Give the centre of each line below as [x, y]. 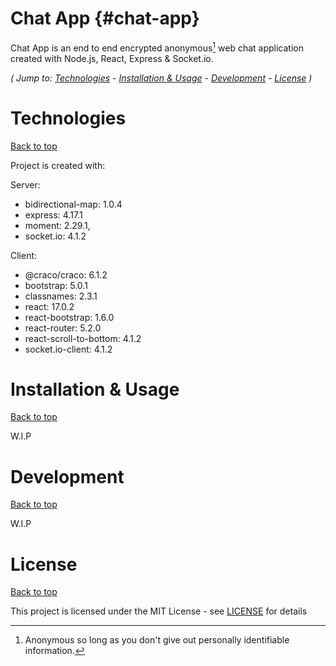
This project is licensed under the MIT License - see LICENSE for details [159, 611]
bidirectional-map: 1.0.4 [73, 204]
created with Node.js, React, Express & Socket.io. [112, 58]
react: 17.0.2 [49, 306]
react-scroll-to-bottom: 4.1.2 [83, 338]
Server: [25, 184]
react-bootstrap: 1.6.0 [69, 317]
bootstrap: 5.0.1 [56, 285]
